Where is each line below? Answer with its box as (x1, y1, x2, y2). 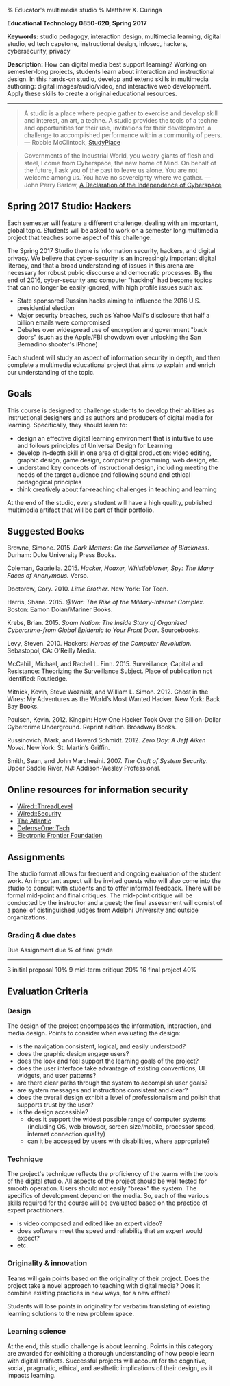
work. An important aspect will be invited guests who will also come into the (7, 877, 221, 885)
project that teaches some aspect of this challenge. (7, 233, 152, 242)
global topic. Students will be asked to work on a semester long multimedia (7, 226, 219, 234)
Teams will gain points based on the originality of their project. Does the (7, 1274, 210, 1282)
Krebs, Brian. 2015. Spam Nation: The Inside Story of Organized (7, 619, 187, 627)
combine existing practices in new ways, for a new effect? (7, 1289, 171, 1297)
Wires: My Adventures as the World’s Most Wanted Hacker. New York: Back (7, 695, 220, 703)
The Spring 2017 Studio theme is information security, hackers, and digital (7, 246, 216, 255)
